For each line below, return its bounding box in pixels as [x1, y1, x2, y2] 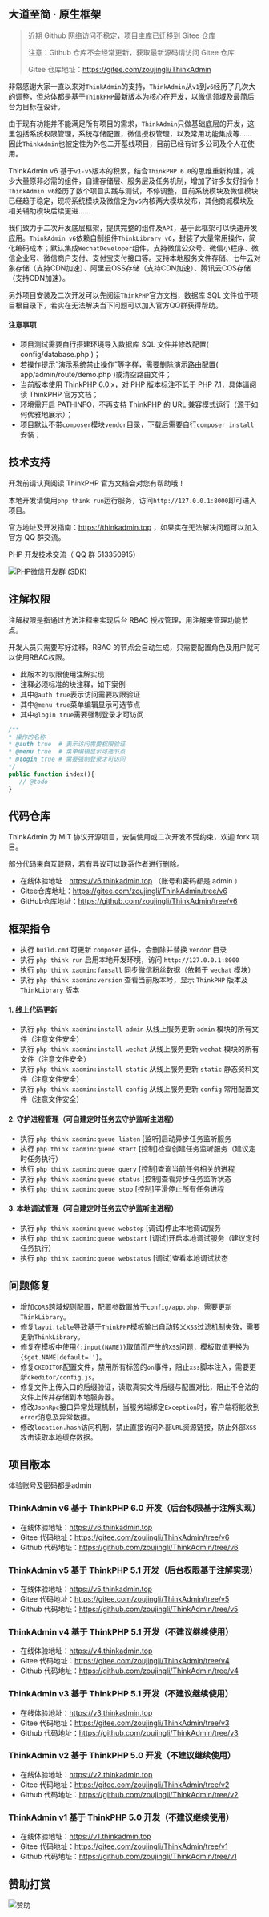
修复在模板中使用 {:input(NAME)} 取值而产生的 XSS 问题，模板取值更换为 [19, 1342, 250, 1351]
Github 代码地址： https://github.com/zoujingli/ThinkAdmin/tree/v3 [19, 1728, 239, 1737]
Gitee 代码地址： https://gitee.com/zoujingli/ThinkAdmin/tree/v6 [19, 1532, 230, 1542]
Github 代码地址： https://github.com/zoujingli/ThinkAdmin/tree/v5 [19, 1604, 239, 1614]
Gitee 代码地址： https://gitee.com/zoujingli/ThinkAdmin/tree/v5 [19, 1594, 230, 1603]
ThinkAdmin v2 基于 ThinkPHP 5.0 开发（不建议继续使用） [8, 1750, 236, 1761]
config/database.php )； [19, 350, 102, 359]
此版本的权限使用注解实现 [19, 669, 105, 679]
